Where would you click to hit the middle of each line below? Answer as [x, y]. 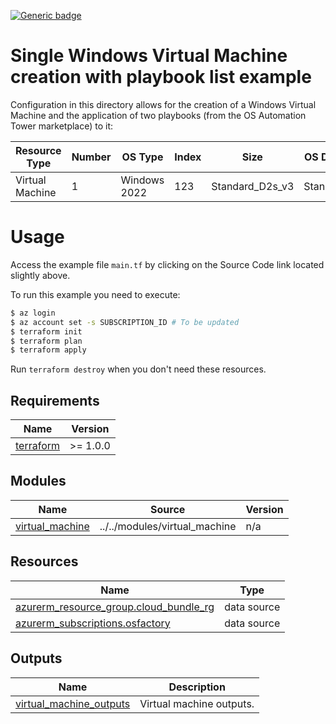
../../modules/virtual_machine [168, 526]
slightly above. [40, 275]
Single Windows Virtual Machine [149, 56]
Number [91, 157]
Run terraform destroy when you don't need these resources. [138, 369]
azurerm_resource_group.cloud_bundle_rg [115, 607]
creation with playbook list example [161, 77]
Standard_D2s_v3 [253, 186]
